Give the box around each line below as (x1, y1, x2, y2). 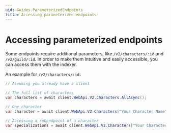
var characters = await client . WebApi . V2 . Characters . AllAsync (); (5, 95, 147, 101)
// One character (5, 105, 42, 110)
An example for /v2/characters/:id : (5, 72, 81, 78)
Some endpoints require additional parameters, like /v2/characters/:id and (5, 51, 164, 57)
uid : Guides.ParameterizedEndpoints (5, 7, 83, 13)
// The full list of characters (5, 90, 74, 95)
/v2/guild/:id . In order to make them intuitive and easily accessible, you (5, 56, 158, 62)
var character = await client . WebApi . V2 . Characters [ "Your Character (5, 109, 154, 114)
